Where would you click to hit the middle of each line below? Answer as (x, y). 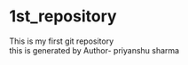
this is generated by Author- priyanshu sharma (94, 50)
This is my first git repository (62, 41)
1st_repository (63, 16)
